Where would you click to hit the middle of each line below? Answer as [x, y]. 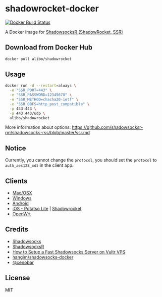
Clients [16, 181]
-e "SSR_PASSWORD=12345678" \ [41, 95]
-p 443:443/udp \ [27, 113]
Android [20, 203]
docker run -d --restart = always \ [41, 86]
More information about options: [38, 127]
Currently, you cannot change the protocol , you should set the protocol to [81, 160]
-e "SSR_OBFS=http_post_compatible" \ [50, 104]
